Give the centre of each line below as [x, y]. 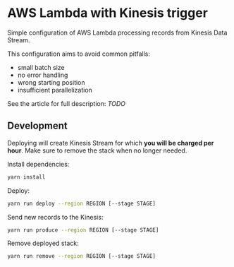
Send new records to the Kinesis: [55, 217]
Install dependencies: [38, 164]
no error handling [43, 75]
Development [38, 126]
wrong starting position [51, 82]
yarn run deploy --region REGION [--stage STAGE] [82, 203]
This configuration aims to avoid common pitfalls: [79, 54]
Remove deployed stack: [43, 243]
